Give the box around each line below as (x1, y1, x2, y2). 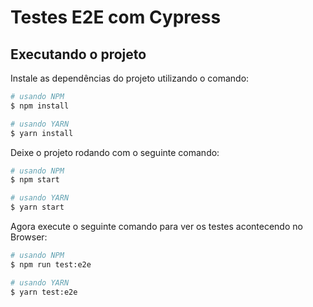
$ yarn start (10, 202, 65, 213)
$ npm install (10, 101, 70, 111)
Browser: (10, 231, 48, 243)
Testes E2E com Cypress (10, 6, 222, 29)
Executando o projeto (10, 46, 147, 63)
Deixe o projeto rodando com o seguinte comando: (10, 146, 220, 158)
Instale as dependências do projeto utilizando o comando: (10, 72, 250, 84)
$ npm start (10, 175, 60, 185)
